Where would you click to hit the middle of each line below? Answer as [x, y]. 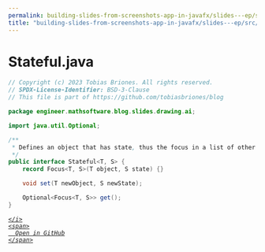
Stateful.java [51, 62]
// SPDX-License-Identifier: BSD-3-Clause [79, 90]
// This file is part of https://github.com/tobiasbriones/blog [116, 98]
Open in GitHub [40, 233]
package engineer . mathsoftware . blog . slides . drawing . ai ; [102, 112]
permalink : [26, 15]
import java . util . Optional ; [54, 126]
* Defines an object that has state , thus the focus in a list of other [134, 147]
